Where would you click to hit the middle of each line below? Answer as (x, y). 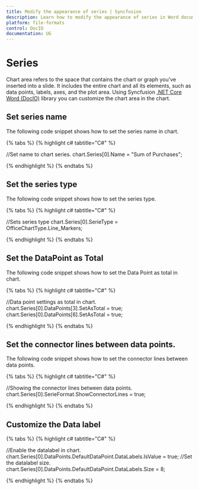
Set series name (36, 117)
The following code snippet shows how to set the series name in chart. (92, 131)
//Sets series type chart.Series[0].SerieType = (62, 222)
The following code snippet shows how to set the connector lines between (97, 359)
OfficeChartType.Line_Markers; (44, 228)
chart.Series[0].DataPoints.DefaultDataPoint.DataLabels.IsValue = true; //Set (99, 457)
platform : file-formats (36, 23)
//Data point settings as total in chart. (51, 302)
